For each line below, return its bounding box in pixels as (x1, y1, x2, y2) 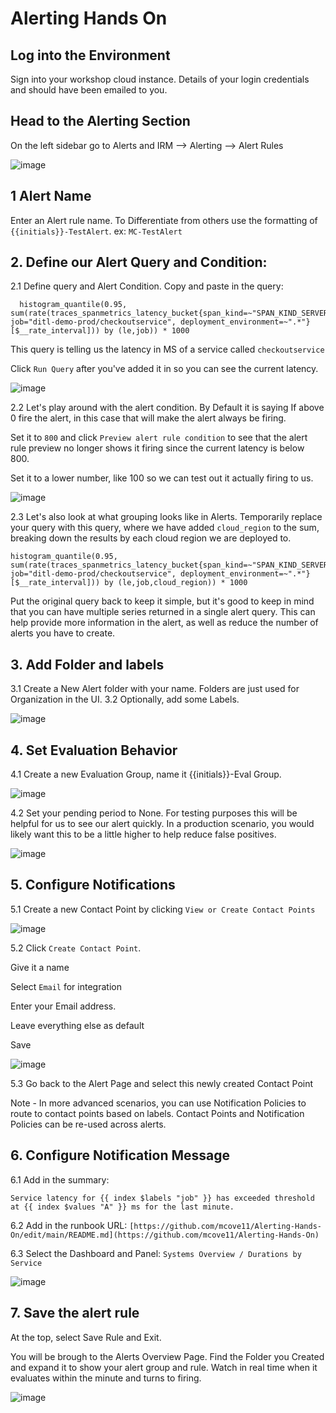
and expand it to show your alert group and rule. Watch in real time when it (10, 1361, 318, 1373)
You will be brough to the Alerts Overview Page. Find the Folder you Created (10, 1350, 325, 1362)
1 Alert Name (10, 188, 92, 205)
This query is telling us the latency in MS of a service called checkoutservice (10, 343, 325, 356)
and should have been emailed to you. (10, 84, 168, 96)
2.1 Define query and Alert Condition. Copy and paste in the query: (10, 280, 284, 292)
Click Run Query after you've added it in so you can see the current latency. (10, 363, 319, 375)
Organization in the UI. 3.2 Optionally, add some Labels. (10, 693, 240, 706)
